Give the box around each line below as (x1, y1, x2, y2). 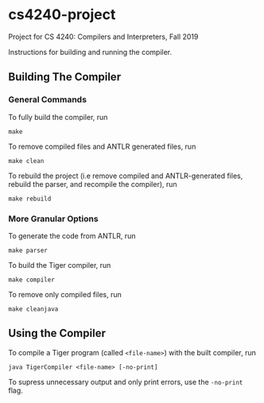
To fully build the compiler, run (8, 112, 108, 122)
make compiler (8, 276, 56, 284)
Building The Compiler (8, 70, 122, 84)
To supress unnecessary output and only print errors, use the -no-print (8, 377, 243, 386)
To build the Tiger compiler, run (8, 260, 111, 269)
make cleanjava (8, 304, 59, 313)
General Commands (8, 94, 87, 105)
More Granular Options (8, 213, 99, 224)
